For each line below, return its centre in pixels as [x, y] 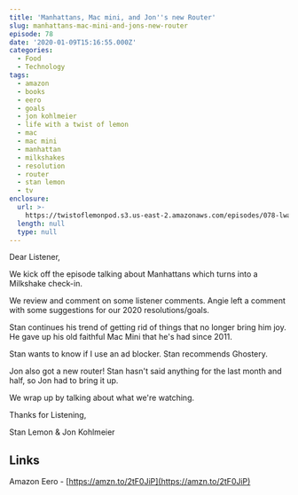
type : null [37, 232]
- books [31, 91]
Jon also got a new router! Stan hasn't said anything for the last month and [145, 371]
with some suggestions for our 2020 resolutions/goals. [110, 310]
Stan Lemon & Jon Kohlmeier [62, 432]
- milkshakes [41, 157]
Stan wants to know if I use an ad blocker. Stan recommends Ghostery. [139, 354]
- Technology [41, 67]
